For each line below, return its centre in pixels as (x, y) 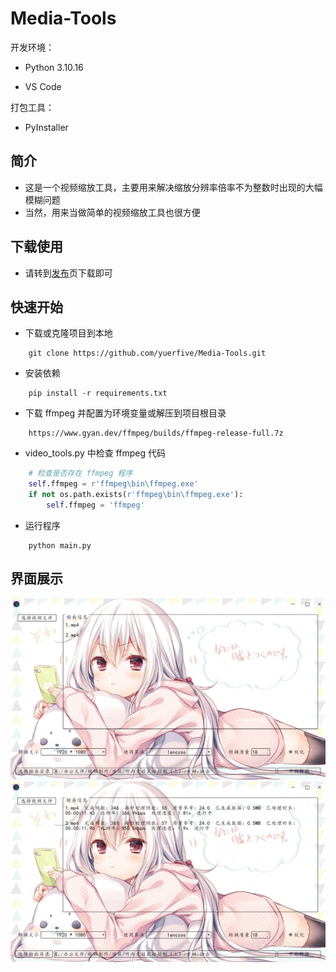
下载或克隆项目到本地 (68, 333)
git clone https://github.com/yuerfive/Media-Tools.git (147, 353)
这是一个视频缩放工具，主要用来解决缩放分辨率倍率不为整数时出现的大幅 (173, 187)
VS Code (43, 86)
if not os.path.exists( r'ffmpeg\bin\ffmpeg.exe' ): (136, 495)
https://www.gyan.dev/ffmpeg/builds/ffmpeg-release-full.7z (156, 433)
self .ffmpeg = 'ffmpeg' (95, 505)
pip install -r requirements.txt (98, 393)
